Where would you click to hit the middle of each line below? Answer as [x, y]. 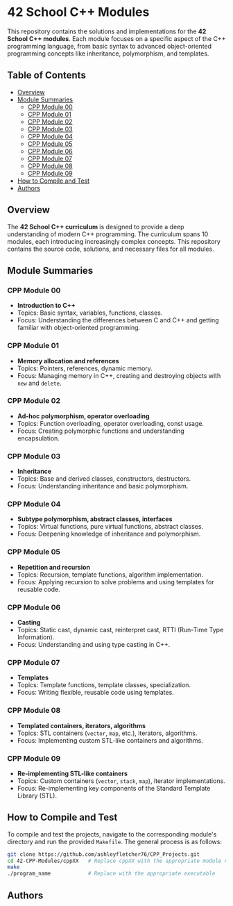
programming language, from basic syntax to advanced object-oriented [110, 46]
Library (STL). [37, 796]
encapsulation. [38, 438]
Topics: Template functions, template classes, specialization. [104, 685]
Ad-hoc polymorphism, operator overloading [84, 416]
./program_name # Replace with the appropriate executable [111, 874]
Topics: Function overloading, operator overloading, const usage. [111, 423]
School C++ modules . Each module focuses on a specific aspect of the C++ [116, 38]
